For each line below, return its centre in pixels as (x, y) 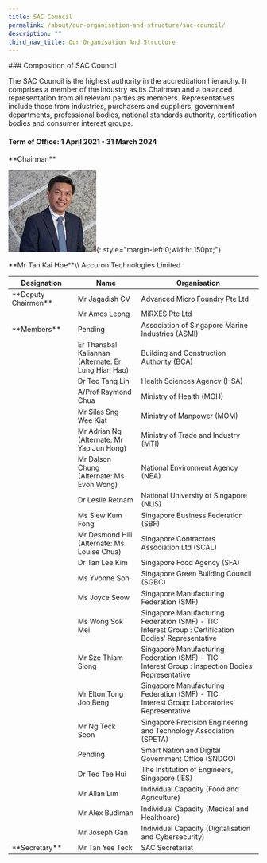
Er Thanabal (97, 344)
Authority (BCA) (167, 361)
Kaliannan (94, 353)
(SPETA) (155, 739)
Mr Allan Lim (98, 793)
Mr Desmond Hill (105, 534)
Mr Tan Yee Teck (105, 848)
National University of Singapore (194, 496)
